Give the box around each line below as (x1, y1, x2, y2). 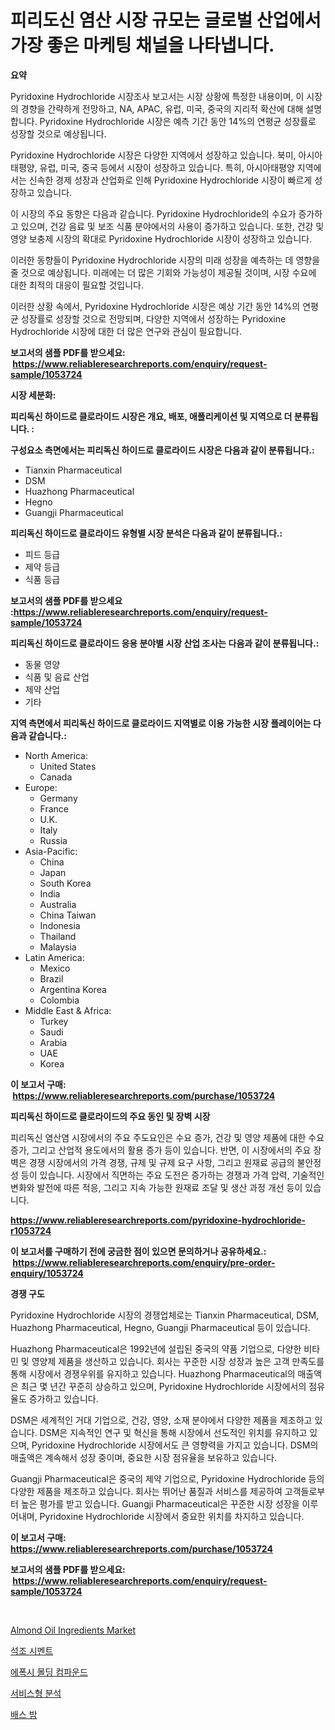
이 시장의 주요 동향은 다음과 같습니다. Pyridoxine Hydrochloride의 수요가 (10, 207, 297, 220)
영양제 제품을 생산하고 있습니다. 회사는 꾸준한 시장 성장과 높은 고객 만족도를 (31, 1355, 325, 1367)
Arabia (39, 1036, 68, 1048)
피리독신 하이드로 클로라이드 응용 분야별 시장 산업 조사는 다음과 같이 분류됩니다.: (10, 637, 320, 649)
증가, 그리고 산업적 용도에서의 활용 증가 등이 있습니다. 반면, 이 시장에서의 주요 (10, 1144, 312, 1156)
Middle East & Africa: (24, 1004, 112, 1016)
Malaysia (39, 941, 77, 953)
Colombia (39, 994, 80, 1006)
